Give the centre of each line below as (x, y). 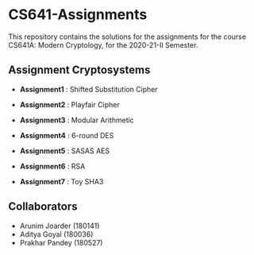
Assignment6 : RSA (52, 166)
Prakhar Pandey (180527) (61, 242)
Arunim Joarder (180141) (60, 226)
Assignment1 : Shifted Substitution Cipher (89, 89)
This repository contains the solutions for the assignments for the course (127, 37)
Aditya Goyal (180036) (56, 234)
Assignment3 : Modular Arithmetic (77, 120)
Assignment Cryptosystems (79, 70)
